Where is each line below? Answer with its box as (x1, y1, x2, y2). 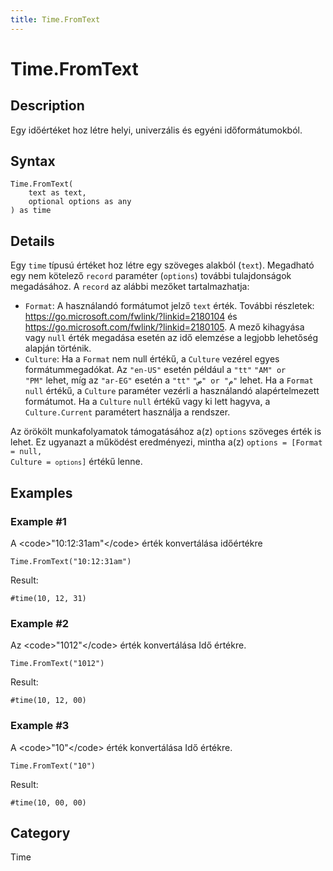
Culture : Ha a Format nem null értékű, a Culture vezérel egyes (24, 353, 280, 365)
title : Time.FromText (10, 14, 101, 25)
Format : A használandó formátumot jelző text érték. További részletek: (24, 300, 315, 312)
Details (10, 232, 55, 250)
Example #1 (10, 514, 67, 528)
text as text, (28, 188, 87, 198)
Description (10, 97, 85, 115)
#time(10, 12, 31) (10, 593, 87, 603)
